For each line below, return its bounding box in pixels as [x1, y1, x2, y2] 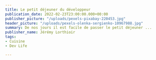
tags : [5, 35, 16, 40]
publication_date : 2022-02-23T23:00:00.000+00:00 [5, 12, 109, 17]
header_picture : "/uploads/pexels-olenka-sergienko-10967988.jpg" [5, 20, 143, 26]
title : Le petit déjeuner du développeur [5, 7, 91, 12]
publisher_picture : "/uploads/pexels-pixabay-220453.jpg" [5, 16, 126, 21]
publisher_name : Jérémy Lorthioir [5, 30, 76, 35]
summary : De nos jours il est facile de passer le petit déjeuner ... [5, 25, 152, 30]
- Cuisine [5, 39, 25, 44]
